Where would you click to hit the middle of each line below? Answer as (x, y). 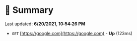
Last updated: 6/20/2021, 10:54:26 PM (45, 24)
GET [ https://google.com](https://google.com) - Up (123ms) (72, 33)
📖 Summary (29, 10)
